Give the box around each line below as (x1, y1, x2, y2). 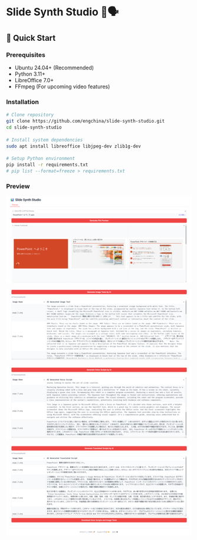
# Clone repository (6, 112, 54, 118)
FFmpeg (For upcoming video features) (14, 83, 110, 90)
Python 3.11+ (14, 70, 46, 78)
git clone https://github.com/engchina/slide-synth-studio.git (6, 118, 165, 124)
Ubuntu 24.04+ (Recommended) (14, 64, 94, 71)
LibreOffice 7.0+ (14, 76, 54, 83)
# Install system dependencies (6, 137, 83, 143)
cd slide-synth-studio (6, 124, 62, 130)
